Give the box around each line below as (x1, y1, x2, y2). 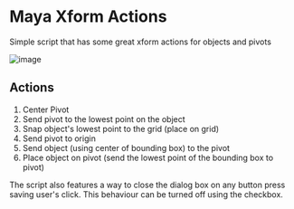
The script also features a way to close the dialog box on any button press (9, 179, 286, 190)
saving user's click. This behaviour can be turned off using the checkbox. (9, 188, 283, 200)
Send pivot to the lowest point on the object (22, 113, 185, 124)
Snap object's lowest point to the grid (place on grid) (22, 123, 220, 134)
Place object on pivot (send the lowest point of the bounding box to (22, 152, 274, 163)
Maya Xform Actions (9, 6, 167, 27)
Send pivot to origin (22, 133, 97, 144)
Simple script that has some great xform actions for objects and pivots (9, 36, 271, 47)
